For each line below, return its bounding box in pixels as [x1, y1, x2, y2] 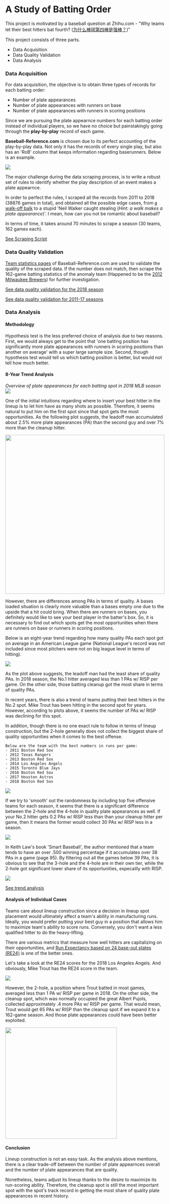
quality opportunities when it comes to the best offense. [5, 733, 123, 739]
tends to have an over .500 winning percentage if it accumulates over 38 [5, 849, 158, 855]
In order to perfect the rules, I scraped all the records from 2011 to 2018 [5, 194, 155, 200]
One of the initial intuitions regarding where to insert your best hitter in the [5, 397, 160, 404]
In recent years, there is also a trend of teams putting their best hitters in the [5, 696, 165, 703]
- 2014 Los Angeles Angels [5, 761, 63, 766]
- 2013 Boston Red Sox [5, 757, 53, 762]
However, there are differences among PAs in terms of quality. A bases [5, 598, 154, 604]
